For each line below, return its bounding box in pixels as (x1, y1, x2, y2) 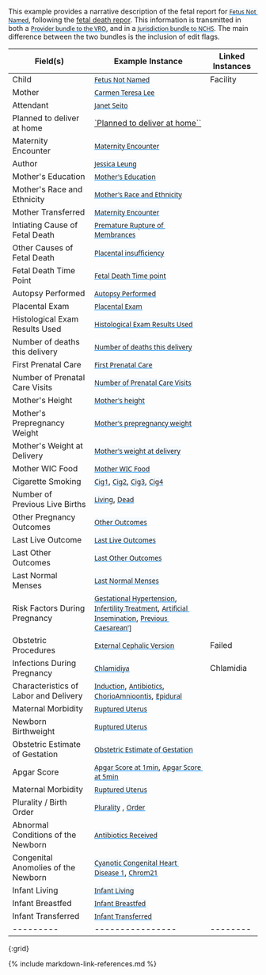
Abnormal (12, 820, 49, 830)
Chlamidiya (93, 663, 130, 673)
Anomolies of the (12, 863, 76, 873)
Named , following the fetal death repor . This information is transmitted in (8, 15, 241, 25)
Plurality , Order (93, 802, 146, 813)
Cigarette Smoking (12, 476, 82, 486)
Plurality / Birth (12, 797, 67, 807)
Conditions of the (12, 829, 77, 840)
